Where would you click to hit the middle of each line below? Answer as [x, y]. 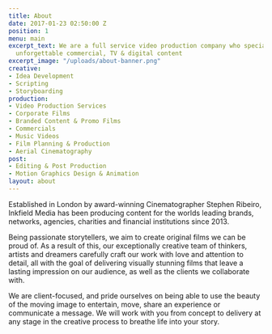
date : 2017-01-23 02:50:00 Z [57, 23]
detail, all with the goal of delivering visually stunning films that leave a [126, 263]
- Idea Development [41, 76]
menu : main [27, 38]
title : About [30, 16]
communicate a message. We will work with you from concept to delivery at [135, 313]
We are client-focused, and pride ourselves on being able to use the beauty [134, 295]
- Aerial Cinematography [50, 151]
